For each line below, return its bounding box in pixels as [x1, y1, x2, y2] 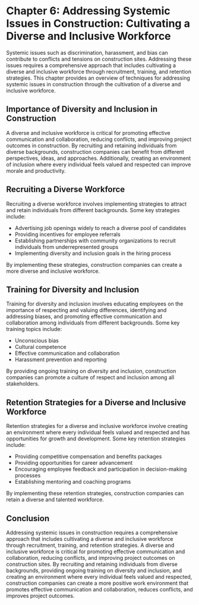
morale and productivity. [6, 167, 67, 174]
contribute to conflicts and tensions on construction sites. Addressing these [6, 55, 192, 62]
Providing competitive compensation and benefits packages [14, 453, 162, 460]
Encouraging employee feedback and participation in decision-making [14, 465, 187, 473]
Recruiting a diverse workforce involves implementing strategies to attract [6, 200, 187, 207]
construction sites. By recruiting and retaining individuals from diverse [6, 560, 178, 568]
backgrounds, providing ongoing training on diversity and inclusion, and [6, 567, 182, 574]
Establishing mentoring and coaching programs [14, 478, 131, 486]
